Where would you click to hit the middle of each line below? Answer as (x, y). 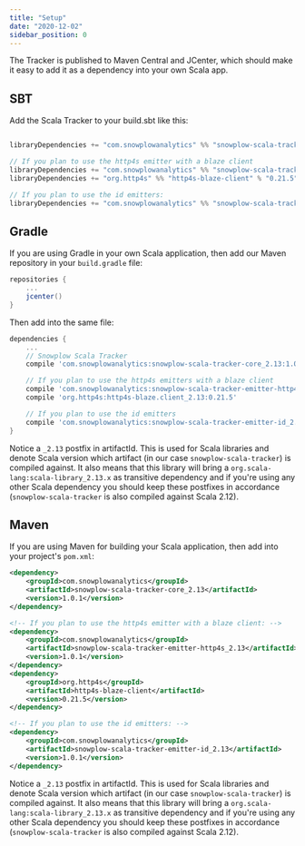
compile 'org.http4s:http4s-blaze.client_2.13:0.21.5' (132, 398)
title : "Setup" (38, 18)
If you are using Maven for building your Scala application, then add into (144, 546)
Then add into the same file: (62, 322)
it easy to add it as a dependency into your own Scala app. (119, 70)
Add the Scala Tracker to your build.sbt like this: (99, 121)
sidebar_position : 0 (49, 34)
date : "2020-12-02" (46, 26)
